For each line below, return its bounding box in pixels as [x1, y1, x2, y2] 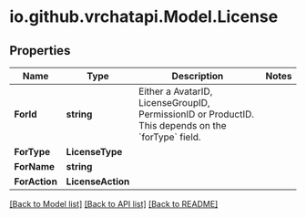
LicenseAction [66, 175, 130, 188]
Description [171, 70, 224, 82]
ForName [14, 161, 56, 172]
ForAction [14, 175, 57, 188]
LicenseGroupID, [138, 97, 211, 109]
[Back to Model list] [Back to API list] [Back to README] [9, 199, 219, 209]
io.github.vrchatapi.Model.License [9, 6, 279, 27]
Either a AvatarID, [138, 85, 213, 98]
